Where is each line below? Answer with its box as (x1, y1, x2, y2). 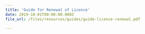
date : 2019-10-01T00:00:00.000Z (5, 12, 74, 17)
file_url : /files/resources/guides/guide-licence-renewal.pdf (5, 16, 140, 21)
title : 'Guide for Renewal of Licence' (5, 7, 90, 12)
